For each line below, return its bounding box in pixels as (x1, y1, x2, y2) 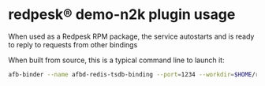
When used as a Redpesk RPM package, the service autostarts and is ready (8, 32, 255, 41)
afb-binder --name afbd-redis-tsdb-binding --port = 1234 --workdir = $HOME (8, 70, 252, 78)
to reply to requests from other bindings (8, 39, 138, 49)
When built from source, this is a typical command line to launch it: (8, 55, 225, 65)
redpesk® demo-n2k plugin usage (8, 6, 236, 24)
